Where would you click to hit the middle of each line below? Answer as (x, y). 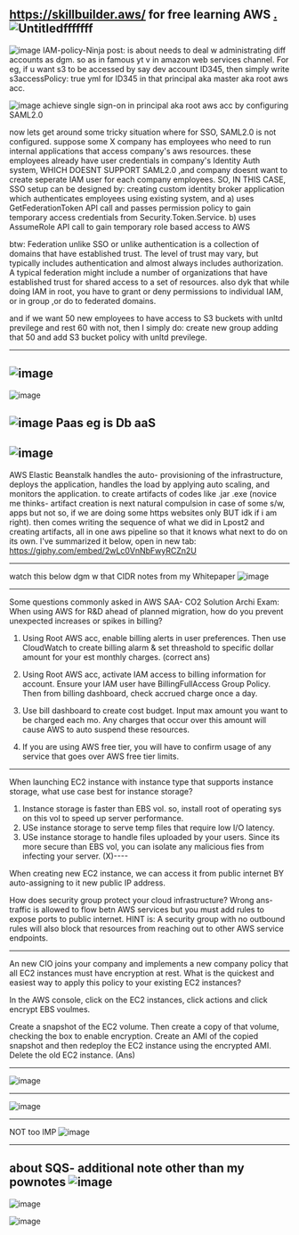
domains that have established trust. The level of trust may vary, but (134, 253)
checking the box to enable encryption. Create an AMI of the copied (134, 1036)
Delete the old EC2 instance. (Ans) (73, 1055)
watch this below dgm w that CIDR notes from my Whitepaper (122, 576)
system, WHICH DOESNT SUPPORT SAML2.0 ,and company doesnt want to (148, 169)
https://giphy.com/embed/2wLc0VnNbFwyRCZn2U (103, 550)
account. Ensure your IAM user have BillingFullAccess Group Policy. (146, 683)
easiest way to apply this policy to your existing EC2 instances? (125, 982)
